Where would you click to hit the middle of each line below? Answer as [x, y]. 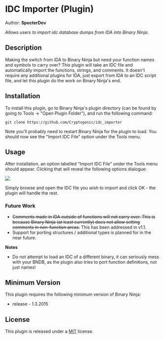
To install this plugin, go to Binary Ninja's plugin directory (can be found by [81, 108]
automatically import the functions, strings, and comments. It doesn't [75, 70]
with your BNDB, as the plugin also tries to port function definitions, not [84, 262]
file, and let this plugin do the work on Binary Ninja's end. [63, 80]
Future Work [20, 206]
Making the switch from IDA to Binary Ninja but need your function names [80, 60]
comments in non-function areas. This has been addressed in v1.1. [79, 227]
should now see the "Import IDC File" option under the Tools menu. [73, 136]
